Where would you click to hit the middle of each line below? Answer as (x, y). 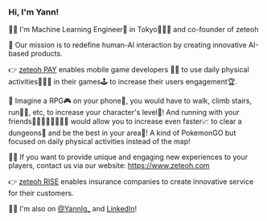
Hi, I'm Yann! (34, 12)
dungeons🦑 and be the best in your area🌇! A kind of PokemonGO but (122, 133)
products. (47, 54)
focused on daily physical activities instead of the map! (99, 141)
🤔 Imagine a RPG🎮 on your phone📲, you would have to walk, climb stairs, (130, 101)
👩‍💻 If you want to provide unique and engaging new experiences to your (128, 157)
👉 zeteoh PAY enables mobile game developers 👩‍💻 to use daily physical (129, 70)
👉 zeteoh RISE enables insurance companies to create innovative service (131, 182)
